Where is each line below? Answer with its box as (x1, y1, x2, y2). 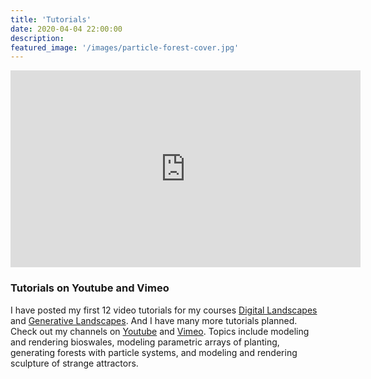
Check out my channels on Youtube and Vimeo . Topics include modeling (10, 325, 310, 337)
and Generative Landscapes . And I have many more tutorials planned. (10, 314, 298, 326)
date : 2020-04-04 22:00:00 (10, 24, 123, 34)
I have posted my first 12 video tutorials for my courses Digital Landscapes (10, 304, 318, 316)
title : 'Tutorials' (10, 14, 92, 25)
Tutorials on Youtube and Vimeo (10, 281, 170, 295)
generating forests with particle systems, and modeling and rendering (10, 346, 298, 358)
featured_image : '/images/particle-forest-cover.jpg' (10, 42, 240, 53)
